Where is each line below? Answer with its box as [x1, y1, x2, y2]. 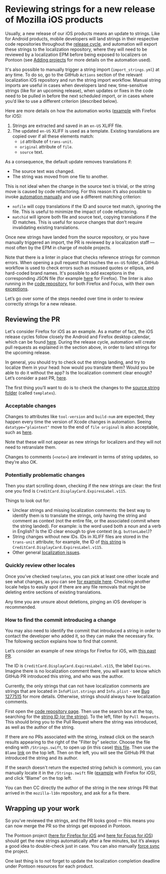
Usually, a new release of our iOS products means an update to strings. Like [5, 30, 160, 36]
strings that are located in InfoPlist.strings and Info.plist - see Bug [5, 688, 150, 694]
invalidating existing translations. [12, 224, 79, 230]
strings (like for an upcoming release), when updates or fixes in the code [5, 87, 154, 93]
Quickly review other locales [5, 562, 75, 569]
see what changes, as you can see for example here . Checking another [5, 579, 151, 584]
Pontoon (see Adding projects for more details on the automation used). [5, 57, 152, 63]
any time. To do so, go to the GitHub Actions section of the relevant [5, 72, 143, 77]
